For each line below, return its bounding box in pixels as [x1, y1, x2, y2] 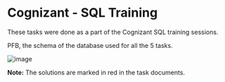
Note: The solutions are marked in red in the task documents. [7, 68, 185, 76]
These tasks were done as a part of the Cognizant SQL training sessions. [7, 28, 219, 36]
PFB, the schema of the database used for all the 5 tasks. [7, 41, 174, 49]
